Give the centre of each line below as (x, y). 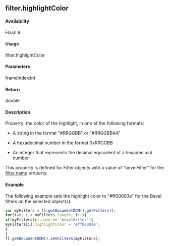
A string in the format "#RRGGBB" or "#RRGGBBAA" (67, 133)
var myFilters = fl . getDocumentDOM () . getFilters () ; (61, 210)
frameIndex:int (20, 78)
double (13, 101)
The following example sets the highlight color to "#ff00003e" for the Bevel (83, 196)
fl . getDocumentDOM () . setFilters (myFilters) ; (53, 238)
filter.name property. (26, 173)
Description (18, 112)
